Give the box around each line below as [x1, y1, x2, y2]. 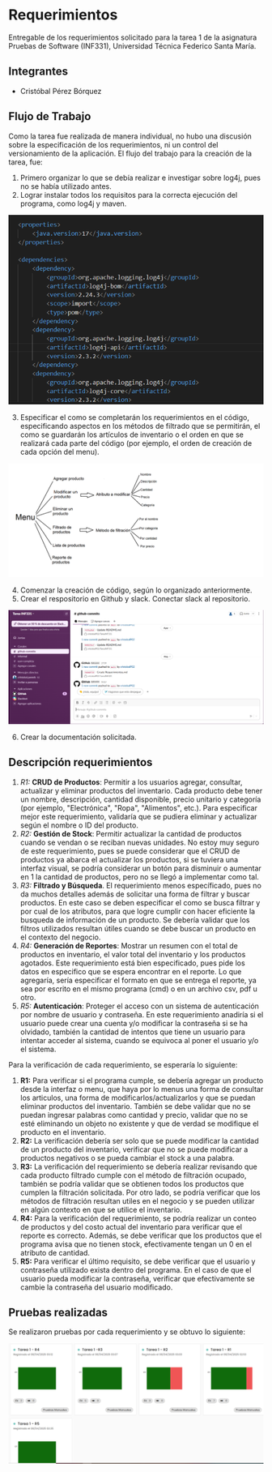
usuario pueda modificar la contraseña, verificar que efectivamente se [19, 1273, 255, 1283]
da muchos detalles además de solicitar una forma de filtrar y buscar [19, 889, 250, 899]
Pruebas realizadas [8, 1306, 108, 1320]
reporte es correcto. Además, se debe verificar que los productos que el [19, 1230, 262, 1240]
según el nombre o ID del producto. [19, 820, 139, 830]
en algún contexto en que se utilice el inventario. [19, 1205, 182, 1214]
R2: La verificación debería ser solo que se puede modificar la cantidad [19, 1136, 259, 1145]
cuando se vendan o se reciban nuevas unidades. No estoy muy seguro [19, 837, 260, 847]
